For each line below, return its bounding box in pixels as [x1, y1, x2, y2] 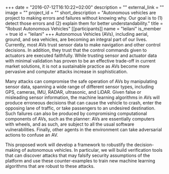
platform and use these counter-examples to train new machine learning [5, 158, 155, 163]
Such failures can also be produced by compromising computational [5, 110, 147, 117]
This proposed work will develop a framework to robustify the [5, 142, 134, 148]
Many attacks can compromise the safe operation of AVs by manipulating [5, 78, 157, 84]
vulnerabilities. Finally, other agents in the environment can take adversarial [5, 127, 162, 133]
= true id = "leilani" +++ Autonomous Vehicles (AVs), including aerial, [5, 31, 149, 37]
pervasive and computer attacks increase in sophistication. [5, 69, 128, 75]
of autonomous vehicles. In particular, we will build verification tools [21, 147, 163, 153]
